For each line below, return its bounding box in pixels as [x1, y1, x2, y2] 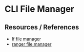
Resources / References [4, 23, 79, 31]
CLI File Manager [4, 3, 74, 15]
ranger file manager [11, 41, 52, 47]
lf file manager [11, 36, 41, 42]
